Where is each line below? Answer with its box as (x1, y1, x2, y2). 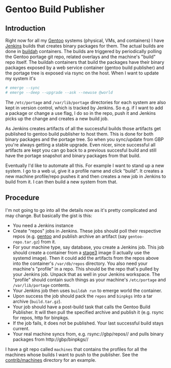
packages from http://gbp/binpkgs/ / (12, 336, 88, 342)
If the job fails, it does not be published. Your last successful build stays (12, 320, 164, 326)
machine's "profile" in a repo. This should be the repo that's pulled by (12, 265, 159, 272)
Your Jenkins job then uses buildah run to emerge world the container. (12, 287, 162, 293)
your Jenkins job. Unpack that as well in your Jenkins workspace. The (12, 271, 160, 277)
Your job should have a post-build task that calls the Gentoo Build (12, 304, 151, 310)
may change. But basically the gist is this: (5, 212, 93, 218)
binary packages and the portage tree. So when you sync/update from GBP (5, 136, 164, 142)
